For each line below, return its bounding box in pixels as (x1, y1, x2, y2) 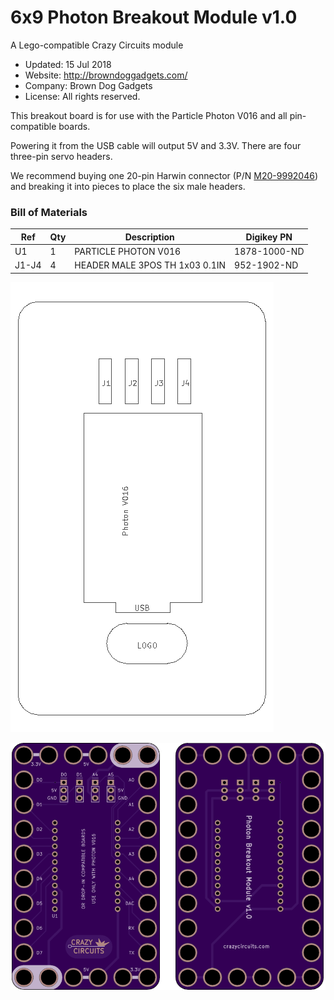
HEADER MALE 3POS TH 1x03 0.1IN (74, 259, 227, 271)
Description (124, 231, 175, 243)
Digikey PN (245, 231, 293, 243)
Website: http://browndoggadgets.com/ (24, 69, 188, 81)
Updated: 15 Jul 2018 (24, 58, 112, 70)
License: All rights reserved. (24, 90, 141, 102)
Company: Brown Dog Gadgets (24, 79, 153, 91)
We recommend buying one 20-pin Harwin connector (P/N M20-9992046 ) (10, 169, 319, 181)
